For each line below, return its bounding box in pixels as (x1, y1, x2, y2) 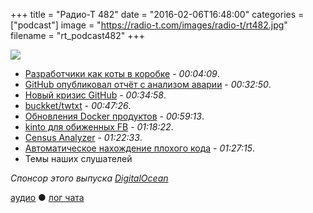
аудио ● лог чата (10, 192, 85, 203)
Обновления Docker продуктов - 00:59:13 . (24, 110, 205, 122)
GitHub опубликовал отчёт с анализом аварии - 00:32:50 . (24, 79, 272, 90)
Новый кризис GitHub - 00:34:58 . (24, 89, 167, 101)
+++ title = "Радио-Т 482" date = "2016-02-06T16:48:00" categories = (10, 9, 305, 20)
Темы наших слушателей (24, 153, 133, 164)
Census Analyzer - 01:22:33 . (24, 132, 143, 143)
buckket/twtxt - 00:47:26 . (24, 100, 132, 111)
